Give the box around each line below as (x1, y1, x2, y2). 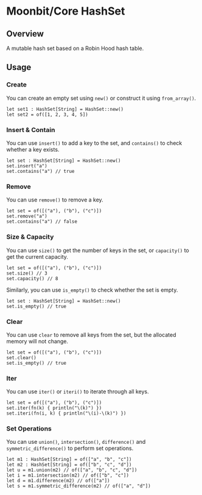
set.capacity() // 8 (6, 275, 59, 281)
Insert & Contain (6, 125, 55, 134)
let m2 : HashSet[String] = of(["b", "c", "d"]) (6, 462, 132, 468)
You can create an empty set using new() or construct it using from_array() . (6, 94, 197, 102)
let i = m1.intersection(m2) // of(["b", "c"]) (6, 472, 130, 479)
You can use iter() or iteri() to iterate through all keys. (6, 388, 149, 395)
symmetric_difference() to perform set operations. (6, 444, 134, 452)
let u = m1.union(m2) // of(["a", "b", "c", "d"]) (6, 467, 138, 473)
